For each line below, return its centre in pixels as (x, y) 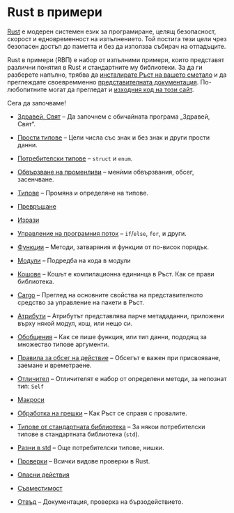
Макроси (31, 399)
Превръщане (37, 206)
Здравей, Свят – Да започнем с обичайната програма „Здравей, (114, 117)
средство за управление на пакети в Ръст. (81, 302)
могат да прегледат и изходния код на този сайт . (121, 89)
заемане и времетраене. (54, 365)
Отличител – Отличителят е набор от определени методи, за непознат (122, 378)
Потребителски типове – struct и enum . (75, 158)
